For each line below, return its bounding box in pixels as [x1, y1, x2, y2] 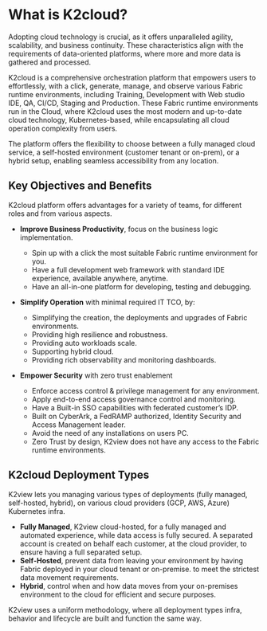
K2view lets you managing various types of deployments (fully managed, [8, 489, 248, 499]
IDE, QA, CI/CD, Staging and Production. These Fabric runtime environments [8, 98, 259, 108]
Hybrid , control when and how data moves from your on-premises [19, 581, 238, 590]
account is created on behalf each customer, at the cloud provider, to [19, 539, 247, 548]
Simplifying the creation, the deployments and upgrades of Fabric [31, 312, 248, 322]
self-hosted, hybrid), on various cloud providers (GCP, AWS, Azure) [8, 498, 230, 508]
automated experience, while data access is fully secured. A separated [19, 530, 253, 539]
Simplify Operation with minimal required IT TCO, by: [19, 297, 195, 307]
